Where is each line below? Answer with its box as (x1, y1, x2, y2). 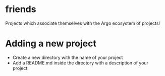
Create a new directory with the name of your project (12, 54, 123, 60)
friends (5, 4, 36, 15)
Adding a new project (5, 38, 97, 49)
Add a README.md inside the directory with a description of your (12, 59, 149, 66)
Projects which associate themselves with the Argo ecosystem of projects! (5, 20, 160, 26)
